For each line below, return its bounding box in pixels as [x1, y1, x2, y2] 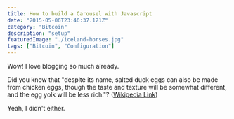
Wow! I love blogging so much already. [7, 62, 119, 70]
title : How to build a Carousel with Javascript [7, 10, 152, 17]
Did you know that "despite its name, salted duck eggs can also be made [7, 76, 219, 84]
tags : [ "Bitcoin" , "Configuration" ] [7, 43, 115, 50]
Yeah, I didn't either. [7, 104, 65, 112]
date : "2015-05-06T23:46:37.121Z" [7, 17, 109, 24]
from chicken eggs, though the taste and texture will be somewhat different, [7, 83, 227, 91]
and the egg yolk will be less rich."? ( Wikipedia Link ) [7, 90, 158, 99]
